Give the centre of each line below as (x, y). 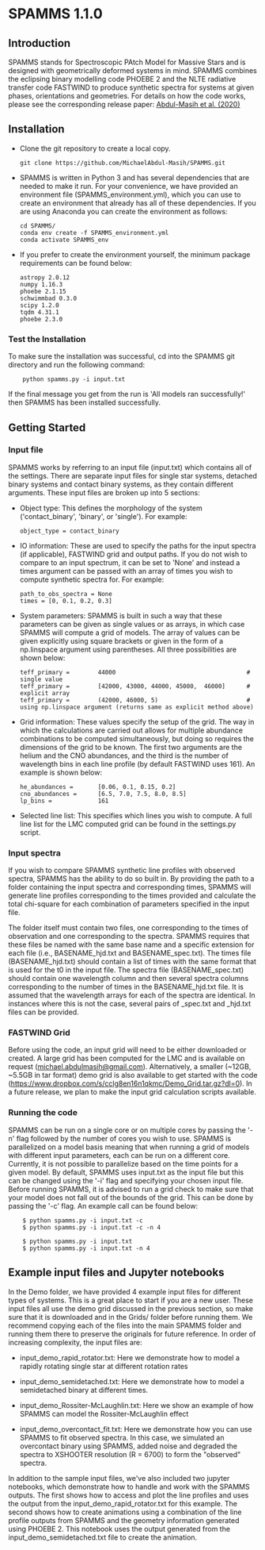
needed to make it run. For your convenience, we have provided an (129, 186)
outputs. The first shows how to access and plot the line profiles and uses (129, 1495)
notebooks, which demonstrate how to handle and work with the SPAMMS (129, 1487)
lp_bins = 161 (64, 801)
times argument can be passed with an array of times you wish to (126, 571)
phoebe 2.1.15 (43, 291)
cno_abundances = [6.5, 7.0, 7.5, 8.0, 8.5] (103, 794)
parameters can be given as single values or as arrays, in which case (132, 624)
